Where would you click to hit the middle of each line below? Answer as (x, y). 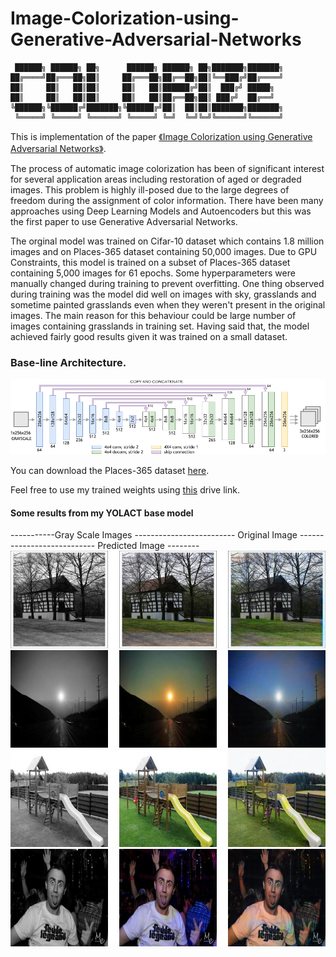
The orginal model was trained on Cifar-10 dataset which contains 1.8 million (167, 241)
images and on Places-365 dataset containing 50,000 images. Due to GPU (164, 251)
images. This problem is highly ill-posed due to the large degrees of (150, 189)
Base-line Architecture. (68, 362)
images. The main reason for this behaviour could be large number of (153, 315)
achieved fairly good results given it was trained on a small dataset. (149, 336)
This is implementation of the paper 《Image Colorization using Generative (161, 136)
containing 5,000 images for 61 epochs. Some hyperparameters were (153, 273)
